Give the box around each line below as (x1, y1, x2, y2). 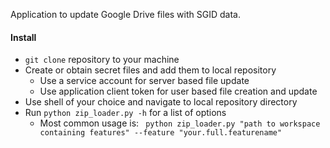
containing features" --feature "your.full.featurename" (39, 128, 283, 138)
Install (10, 31, 37, 43)
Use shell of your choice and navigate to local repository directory (24, 96, 298, 108)
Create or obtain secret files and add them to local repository (24, 64, 277, 76)
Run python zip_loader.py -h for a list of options (24, 107, 227, 119)
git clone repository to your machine (24, 54, 180, 66)
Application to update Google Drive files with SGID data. (10, 9, 241, 20)
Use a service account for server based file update (39, 75, 250, 87)
